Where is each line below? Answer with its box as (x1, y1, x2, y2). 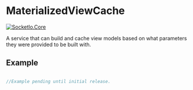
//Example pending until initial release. (6, 78, 111, 84)
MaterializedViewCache (6, 4, 125, 18)
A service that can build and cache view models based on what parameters (6, 34, 188, 41)
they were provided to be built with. (6, 41, 92, 48)
